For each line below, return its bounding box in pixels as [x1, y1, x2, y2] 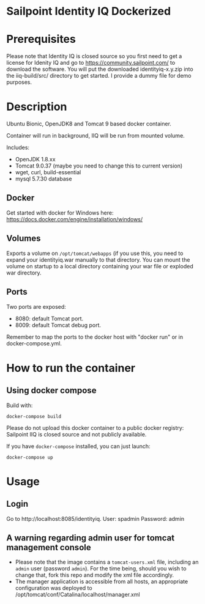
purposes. [6, 78, 32, 86]
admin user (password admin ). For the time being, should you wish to [15, 565, 187, 572]
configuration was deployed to [15, 584, 93, 592]
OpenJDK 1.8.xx [15, 156, 56, 163]
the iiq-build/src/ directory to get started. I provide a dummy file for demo [6, 72, 192, 79]
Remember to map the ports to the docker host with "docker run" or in [6, 333, 184, 341]
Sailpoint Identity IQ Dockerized [6, 4, 171, 18]
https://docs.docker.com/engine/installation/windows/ [6, 215, 143, 223]
